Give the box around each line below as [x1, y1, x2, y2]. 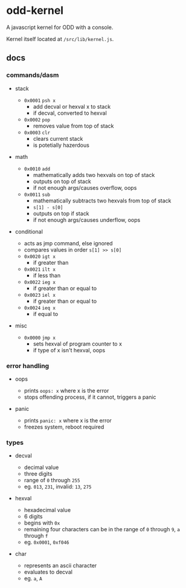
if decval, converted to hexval [33, 109, 107, 117]
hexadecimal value [24, 506, 71, 514]
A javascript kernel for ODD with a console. [6, 24, 114, 31]
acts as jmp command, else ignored [24, 239, 113, 247]
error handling [6, 361, 50, 370]
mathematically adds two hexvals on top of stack [33, 171, 155, 178]
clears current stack [33, 135, 83, 142]
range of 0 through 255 [24, 477, 80, 484]
